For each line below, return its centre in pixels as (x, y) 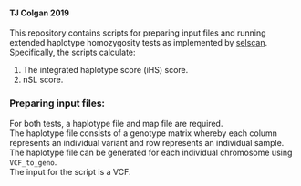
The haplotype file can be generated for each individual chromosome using (151, 152)
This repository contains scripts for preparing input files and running (138, 33)
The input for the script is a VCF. (70, 171)
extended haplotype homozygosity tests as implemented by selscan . (138, 43)
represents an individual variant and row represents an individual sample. (147, 142)
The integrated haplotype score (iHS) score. (105, 70)
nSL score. (43, 80)
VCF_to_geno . (33, 162)
